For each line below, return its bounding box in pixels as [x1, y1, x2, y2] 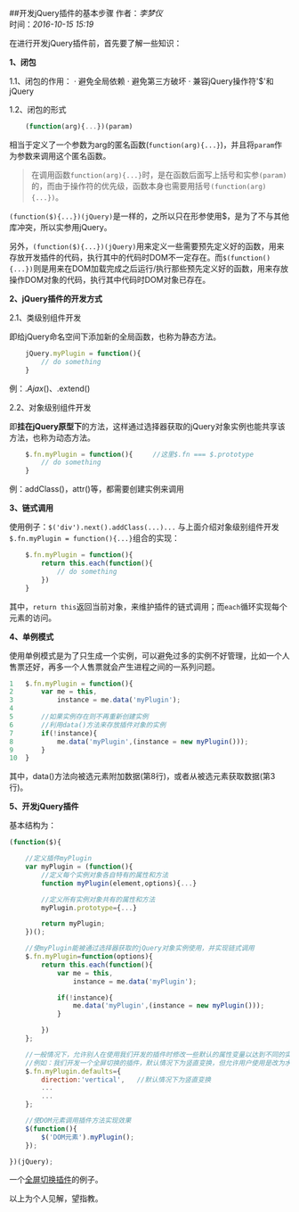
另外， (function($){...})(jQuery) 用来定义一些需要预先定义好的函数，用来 [9, 240, 285, 252]
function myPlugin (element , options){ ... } [41, 878, 198, 888]
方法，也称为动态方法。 [9, 432, 95, 443]
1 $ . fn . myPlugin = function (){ [9, 679, 133, 688]
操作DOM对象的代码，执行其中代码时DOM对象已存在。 [9, 274, 211, 285]
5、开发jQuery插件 [9, 801, 79, 812]
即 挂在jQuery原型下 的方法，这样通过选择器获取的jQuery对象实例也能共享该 [9, 420, 286, 431]
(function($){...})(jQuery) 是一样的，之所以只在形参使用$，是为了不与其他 [9, 211, 290, 221]
